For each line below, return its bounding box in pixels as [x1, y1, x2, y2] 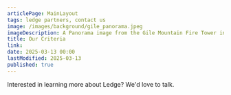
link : [7, 42, 23, 49]
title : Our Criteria [7, 36, 67, 43]
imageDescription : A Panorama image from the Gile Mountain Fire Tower [7, 29, 217, 36]
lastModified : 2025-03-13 [7, 55, 81, 62]
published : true [7, 61, 54, 68]
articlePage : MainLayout [7, 10, 78, 17]
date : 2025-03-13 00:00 [7, 49, 76, 56]
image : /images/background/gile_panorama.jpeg [7, 23, 143, 30]
